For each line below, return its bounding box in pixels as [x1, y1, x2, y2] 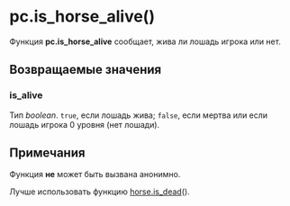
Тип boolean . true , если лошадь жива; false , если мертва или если [9, 110, 268, 121]
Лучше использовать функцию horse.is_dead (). [9, 186, 191, 197]
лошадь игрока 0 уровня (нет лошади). [9, 119, 160, 130]
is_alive [9, 89, 43, 102]
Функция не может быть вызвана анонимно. [9, 169, 181, 180]
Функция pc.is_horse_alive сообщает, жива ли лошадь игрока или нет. [9, 36, 281, 47]
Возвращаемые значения [9, 62, 162, 77]
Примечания [9, 146, 86, 161]
